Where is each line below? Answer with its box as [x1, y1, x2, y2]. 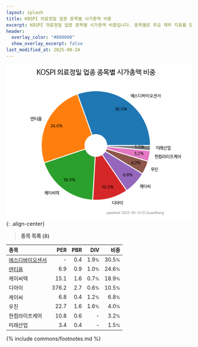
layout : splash [6, 9, 44, 15]
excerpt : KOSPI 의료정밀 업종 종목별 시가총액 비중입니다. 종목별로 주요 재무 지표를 [6, 22, 187, 28]
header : [6, 28, 25, 34]
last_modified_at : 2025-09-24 [6, 47, 81, 53]
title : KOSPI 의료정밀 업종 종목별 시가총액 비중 [6, 15, 112, 22]
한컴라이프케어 [8, 312, 42, 319]
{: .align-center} [6, 220, 45, 227]
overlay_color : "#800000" [11, 34, 75, 41]
